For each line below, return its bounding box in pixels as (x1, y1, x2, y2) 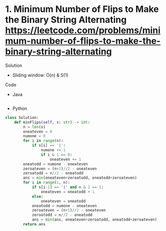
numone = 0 (23, 134, 46, 139)
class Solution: (5, 115, 39, 120)
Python (12, 105, 27, 111)
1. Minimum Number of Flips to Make (5, 3, 159, 15)
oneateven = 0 (23, 129, 52, 134)
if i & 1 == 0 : (40, 152, 72, 157)
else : (31, 194, 43, 199)
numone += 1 (40, 148, 66, 153)
